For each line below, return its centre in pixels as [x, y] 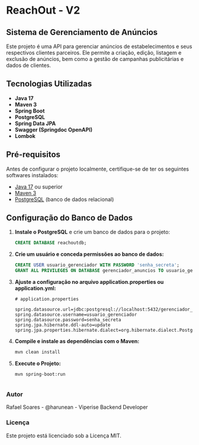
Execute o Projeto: [38, 363]
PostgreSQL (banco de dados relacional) [64, 199]
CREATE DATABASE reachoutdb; [51, 243]
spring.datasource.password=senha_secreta [68, 320]
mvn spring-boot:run [40, 374]
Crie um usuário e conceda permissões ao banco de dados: [89, 254]
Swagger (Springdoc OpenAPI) [54, 129]
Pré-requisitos [33, 155]
